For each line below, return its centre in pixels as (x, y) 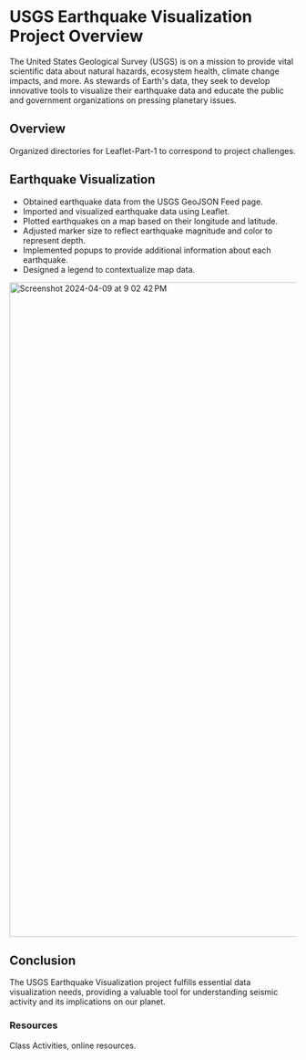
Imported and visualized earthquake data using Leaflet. (126, 211)
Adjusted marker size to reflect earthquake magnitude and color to (148, 231)
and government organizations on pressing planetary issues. (123, 100)
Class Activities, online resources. (73, 1045)
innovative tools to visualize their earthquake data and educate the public (147, 90)
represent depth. (54, 240)
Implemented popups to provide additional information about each (147, 250)
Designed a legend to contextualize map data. (109, 269)
